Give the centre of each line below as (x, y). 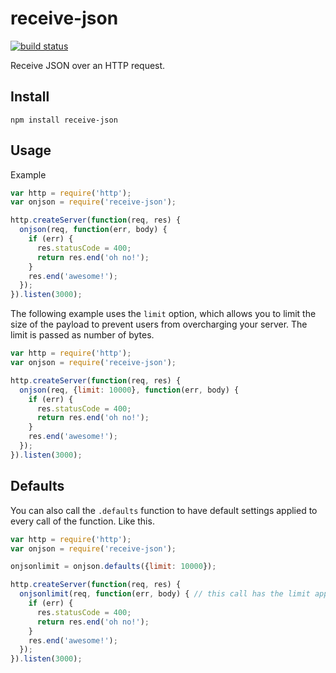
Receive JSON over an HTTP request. (88, 65)
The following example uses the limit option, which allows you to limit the (163, 314)
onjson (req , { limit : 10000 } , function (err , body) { (129, 390)
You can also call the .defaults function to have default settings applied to (164, 510)
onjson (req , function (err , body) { (93, 230)
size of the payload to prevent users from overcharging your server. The (159, 324)
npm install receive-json (64, 120)
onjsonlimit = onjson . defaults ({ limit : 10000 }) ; (113, 567)
